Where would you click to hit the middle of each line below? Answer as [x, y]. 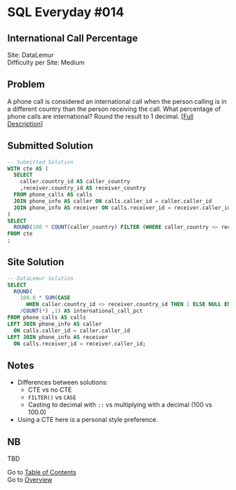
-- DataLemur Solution [40, 278]
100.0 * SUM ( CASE [45, 298]
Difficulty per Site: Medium [46, 62]
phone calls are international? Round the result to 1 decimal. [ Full [100, 116]
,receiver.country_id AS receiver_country [83, 188]
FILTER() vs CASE [52, 397]
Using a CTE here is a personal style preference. [87, 420]
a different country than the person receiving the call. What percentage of [114, 109]
